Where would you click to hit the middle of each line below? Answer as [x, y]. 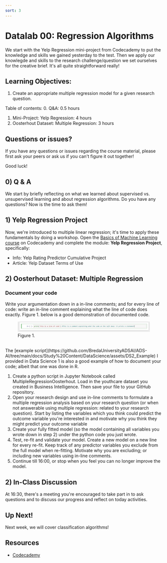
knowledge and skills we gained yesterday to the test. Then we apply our [80, 55]
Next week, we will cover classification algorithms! [57, 528]
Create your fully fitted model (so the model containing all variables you [86, 429]
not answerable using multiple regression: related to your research [81, 408]
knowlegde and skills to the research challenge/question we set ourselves [81, 60]
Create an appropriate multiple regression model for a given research [83, 93]
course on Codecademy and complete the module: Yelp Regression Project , [84, 243]
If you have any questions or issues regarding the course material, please [81, 151]
